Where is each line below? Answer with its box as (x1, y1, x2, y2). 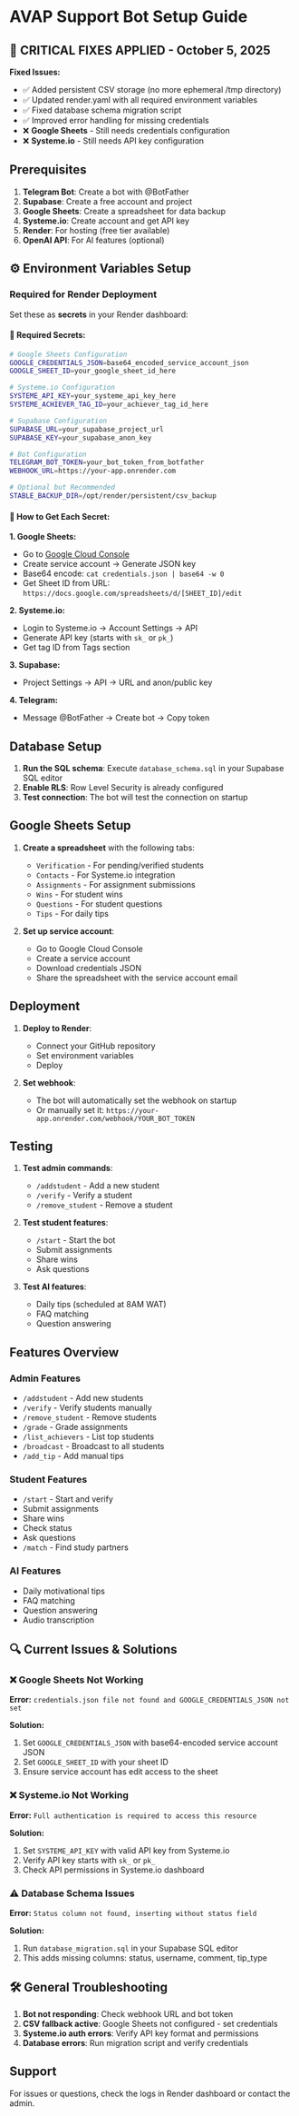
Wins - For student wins (35, 889, 124, 899)
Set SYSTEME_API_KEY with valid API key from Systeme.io (22, 1844, 230, 1855)
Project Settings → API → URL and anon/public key (22, 677, 213, 688)
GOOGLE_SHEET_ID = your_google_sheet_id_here (9, 366, 177, 376)
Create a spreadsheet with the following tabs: (22, 842, 195, 853)
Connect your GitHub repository (35, 1040, 156, 1051)
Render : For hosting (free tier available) (22, 224, 170, 235)
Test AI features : (22, 1281, 87, 1292)
